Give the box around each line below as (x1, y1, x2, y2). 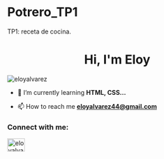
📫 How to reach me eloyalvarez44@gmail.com (17, 102, 157, 110)
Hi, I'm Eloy (84, 52, 151, 68)
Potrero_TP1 (7, 4, 78, 20)
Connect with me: (7, 122, 69, 132)
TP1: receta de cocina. (7, 27, 72, 36)
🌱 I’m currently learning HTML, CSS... (17, 88, 126, 96)
